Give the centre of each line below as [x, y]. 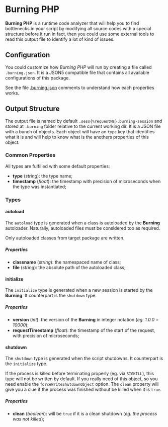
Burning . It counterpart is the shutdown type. [51, 296]
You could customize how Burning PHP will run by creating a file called [78, 67]
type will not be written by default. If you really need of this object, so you [81, 379]
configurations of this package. [38, 78]
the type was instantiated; [39, 187]
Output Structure [32, 109]
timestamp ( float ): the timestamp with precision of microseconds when [87, 181]
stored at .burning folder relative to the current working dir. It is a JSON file [83, 126]
